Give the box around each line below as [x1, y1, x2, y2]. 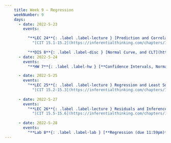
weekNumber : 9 [14, 12, 44, 17]
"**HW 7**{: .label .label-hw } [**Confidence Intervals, [27, 64, 154, 69]
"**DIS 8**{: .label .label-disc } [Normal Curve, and [27, 49, 146, 55]
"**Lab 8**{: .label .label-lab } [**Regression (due [27, 130, 144, 135]
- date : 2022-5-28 [18, 121, 58, 126]
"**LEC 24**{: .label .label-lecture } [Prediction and [27, 36, 149, 41]
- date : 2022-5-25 [18, 73, 58, 78]
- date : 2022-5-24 [18, 54, 58, 60]
